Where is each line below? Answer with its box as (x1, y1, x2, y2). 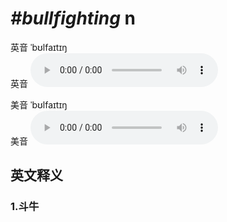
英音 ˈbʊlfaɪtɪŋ (10, 41, 68, 53)
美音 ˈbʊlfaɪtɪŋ (10, 98, 68, 111)
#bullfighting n (10, 7, 136, 30)
